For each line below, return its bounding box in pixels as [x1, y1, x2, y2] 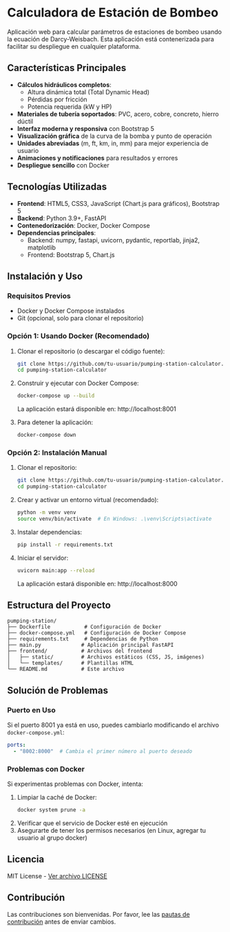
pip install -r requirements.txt [17, 541, 114, 548]
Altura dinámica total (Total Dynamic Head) [27, 87, 150, 96]
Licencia [7, 853, 45, 865]
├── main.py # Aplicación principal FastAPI [7, 642, 174, 649]
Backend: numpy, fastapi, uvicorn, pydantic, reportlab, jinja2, [27, 236, 200, 244]
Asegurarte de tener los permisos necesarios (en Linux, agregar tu [17, 827, 207, 835]
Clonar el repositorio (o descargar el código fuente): [17, 346, 165, 355]
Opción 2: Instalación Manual [7, 448, 107, 457]
